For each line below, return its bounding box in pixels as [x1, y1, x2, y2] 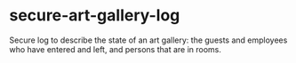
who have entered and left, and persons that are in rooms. [9, 43, 222, 54]
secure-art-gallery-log [9, 5, 180, 26]
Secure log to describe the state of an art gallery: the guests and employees [9, 35, 288, 45]
